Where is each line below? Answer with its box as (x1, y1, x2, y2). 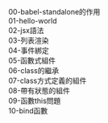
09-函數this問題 (8, 96, 61, 105)
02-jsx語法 (8, 26, 44, 35)
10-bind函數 (8, 106, 48, 115)
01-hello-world (8, 16, 58, 26)
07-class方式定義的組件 (8, 76, 87, 85)
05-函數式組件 (8, 55, 56, 65)
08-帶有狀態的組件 (8, 86, 70, 95)
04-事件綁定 (8, 46, 50, 55)
